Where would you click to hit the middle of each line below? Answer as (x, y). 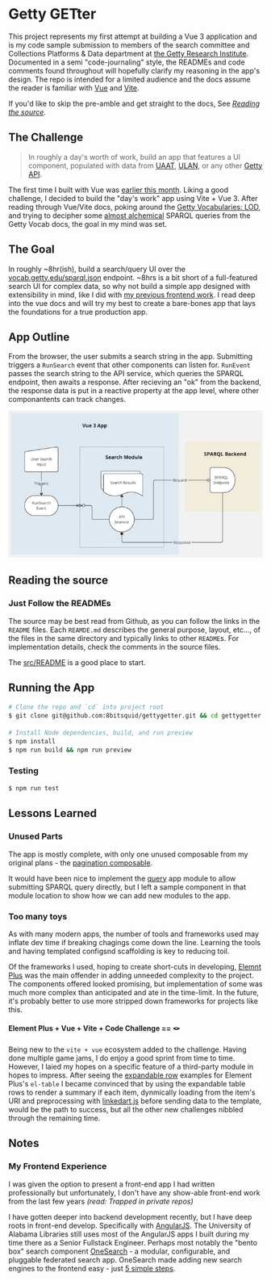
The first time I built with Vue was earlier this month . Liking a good (118, 190)
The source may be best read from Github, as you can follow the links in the (134, 621)
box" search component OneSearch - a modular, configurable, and (119, 1251)
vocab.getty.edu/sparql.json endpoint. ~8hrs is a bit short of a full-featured (133, 277)
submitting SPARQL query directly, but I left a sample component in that (127, 887)
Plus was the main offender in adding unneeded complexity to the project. (131, 975)
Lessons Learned (52, 813)
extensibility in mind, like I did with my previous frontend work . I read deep (132, 295)
